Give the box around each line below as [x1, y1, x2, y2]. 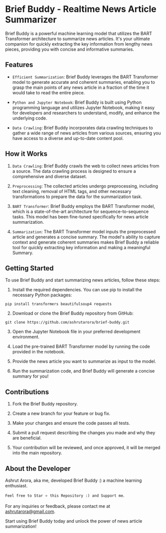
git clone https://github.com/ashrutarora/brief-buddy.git [5, 320, 130, 325]
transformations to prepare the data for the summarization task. [12, 194, 142, 200]
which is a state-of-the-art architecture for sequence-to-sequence [12, 208, 149, 214]
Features [5, 61, 33, 69]
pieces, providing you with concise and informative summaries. [5, 46, 134, 52]
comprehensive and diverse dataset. [12, 173, 87, 179]
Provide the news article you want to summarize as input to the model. [12, 358, 156, 364]
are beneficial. [12, 435, 42, 441]
